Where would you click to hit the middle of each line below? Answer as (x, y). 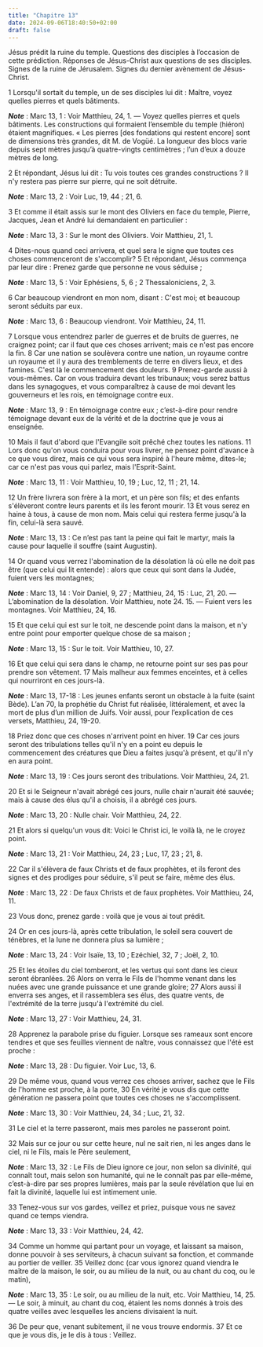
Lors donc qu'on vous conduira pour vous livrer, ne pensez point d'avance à (131, 450)
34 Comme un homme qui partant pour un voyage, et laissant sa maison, (126, 1246)
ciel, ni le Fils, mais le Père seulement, (69, 1152)
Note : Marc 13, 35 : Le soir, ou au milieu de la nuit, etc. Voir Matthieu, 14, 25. (132, 1295)
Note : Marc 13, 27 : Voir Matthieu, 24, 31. (75, 1019)
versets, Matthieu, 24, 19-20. (55, 721)
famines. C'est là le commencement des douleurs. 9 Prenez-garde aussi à (128, 370)
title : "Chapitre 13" (44, 15)
